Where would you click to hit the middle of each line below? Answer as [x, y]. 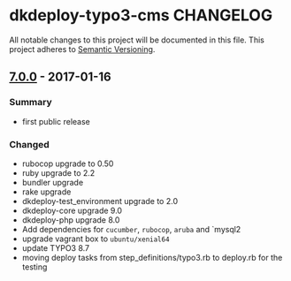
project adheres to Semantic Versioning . [82, 49]
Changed [30, 144]
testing [34, 267]
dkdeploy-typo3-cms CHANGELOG [141, 15]
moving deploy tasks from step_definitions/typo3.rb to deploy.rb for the [152, 257]
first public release [56, 121]
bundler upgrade [53, 182]
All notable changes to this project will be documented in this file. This [137, 40]
